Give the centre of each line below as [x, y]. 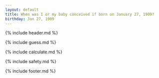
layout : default [22, 10]
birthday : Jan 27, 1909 [30, 19]
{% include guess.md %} [31, 42]
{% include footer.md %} [31, 71]
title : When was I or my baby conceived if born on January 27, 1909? [80, 14]
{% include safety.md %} [31, 62]
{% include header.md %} [32, 33]
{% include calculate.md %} [34, 52]
